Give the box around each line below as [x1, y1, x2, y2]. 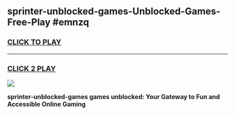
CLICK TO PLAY [7, 38, 62, 47]
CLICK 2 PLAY [7, 63, 56, 73]
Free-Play [7, 17, 51, 29]
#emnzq [52, 17, 90, 29]
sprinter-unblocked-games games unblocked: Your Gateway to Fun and [7, 92, 220, 100]
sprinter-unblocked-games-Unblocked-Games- [7, 6, 221, 17]
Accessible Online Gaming [7, 100, 86, 108]
